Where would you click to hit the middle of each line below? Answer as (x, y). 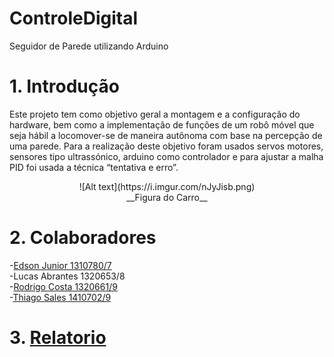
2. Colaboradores (83, 238)
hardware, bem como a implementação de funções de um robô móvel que (162, 124)
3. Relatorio (58, 338)
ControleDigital (74, 18)
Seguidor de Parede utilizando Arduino (89, 46)
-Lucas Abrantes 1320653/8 (67, 276)
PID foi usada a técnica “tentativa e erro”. (94, 167)
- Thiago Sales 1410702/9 (60, 297)
